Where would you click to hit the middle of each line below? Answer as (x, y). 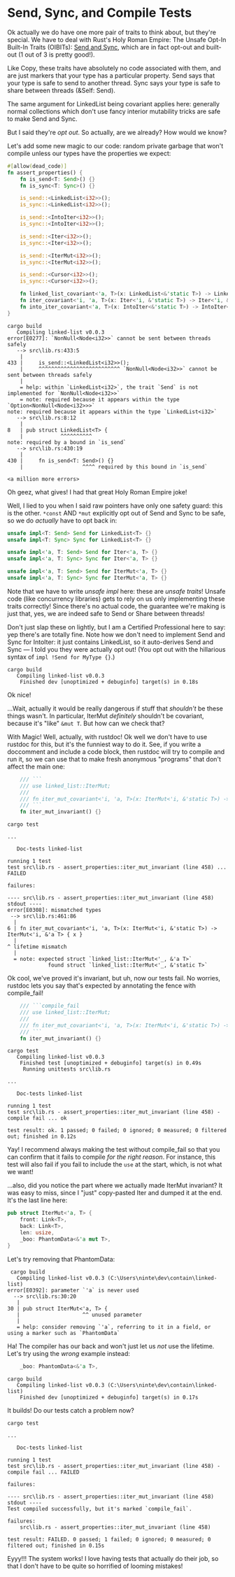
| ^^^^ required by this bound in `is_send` (114, 466)
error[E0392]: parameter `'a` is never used (73, 1290)
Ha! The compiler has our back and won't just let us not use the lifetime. (111, 1346)
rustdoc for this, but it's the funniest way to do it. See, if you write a (104, 744)
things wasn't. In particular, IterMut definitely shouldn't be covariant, (106, 715)
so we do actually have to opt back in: (62, 520)
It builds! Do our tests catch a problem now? (71, 1410)
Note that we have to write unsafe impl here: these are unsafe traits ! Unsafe (116, 591)
